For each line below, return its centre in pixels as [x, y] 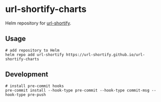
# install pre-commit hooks [35, 86]
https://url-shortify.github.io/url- [105, 54]
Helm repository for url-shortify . [38, 23]
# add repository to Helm [32, 50]
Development [27, 74]
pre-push [37, 94]
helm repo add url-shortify [35, 54]
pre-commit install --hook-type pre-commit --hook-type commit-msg [77, 90]
